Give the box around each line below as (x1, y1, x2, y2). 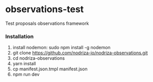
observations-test (5, 4, 84, 15)
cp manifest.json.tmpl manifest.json (12, 66, 88, 72)
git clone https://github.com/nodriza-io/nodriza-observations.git (12, 50, 148, 56)
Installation (5, 33, 34, 40)
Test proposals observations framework (5, 20, 89, 26)
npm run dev (12, 71, 40, 77)
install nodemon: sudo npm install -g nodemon (12, 45, 111, 51)
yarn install (12, 61, 36, 67)
